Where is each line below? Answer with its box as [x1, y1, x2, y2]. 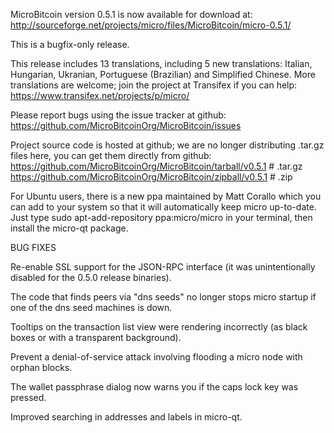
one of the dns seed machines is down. [10, 302, 173, 313]
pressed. [10, 392, 47, 403]
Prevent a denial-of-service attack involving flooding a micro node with [10, 351, 303, 363]
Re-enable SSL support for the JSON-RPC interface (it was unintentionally [10, 261, 316, 273]
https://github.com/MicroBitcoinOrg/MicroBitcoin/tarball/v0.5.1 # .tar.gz [10, 160, 303, 172]
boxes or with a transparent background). [10, 332, 182, 343]
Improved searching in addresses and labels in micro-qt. [10, 411, 243, 423]
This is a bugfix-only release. [10, 39, 130, 50]
